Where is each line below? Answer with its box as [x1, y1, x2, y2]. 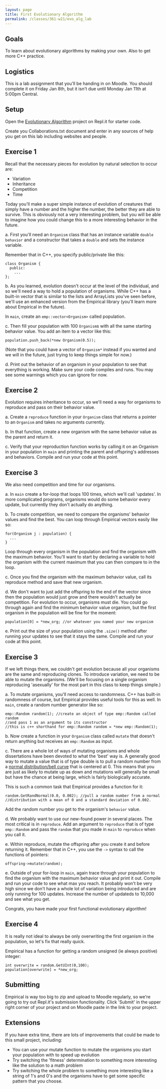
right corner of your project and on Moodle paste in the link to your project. [5, 1004, 158, 1010]
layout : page [5, 7, 32, 12]
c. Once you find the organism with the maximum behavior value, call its [5, 574, 152, 580]
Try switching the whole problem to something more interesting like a [12, 1067, 153, 1073]
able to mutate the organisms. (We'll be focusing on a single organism [5, 677, 147, 683]
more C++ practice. [5, 53, 45, 59]
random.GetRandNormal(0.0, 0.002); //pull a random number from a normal [5, 793, 161, 798]
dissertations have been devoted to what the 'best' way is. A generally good [5, 753, 160, 759]
